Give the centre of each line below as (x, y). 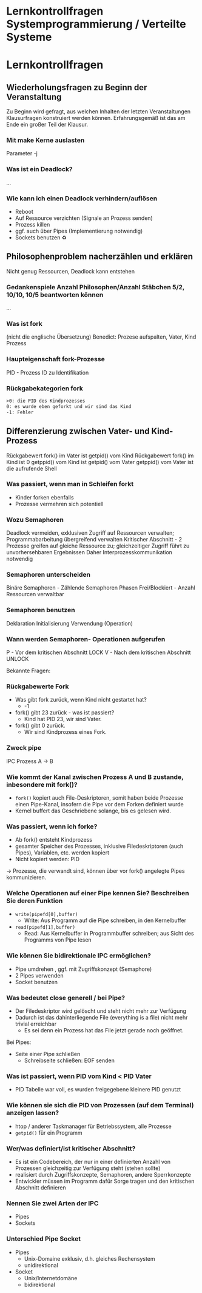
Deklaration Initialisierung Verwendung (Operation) (70, 623)
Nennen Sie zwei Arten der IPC (52, 1203)
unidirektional (41, 1265)
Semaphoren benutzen (41, 610)
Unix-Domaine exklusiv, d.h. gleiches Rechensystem (90, 1258)
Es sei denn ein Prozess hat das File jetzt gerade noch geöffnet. (104, 1031)
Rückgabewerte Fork (38, 686)
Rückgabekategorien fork (45, 388)
